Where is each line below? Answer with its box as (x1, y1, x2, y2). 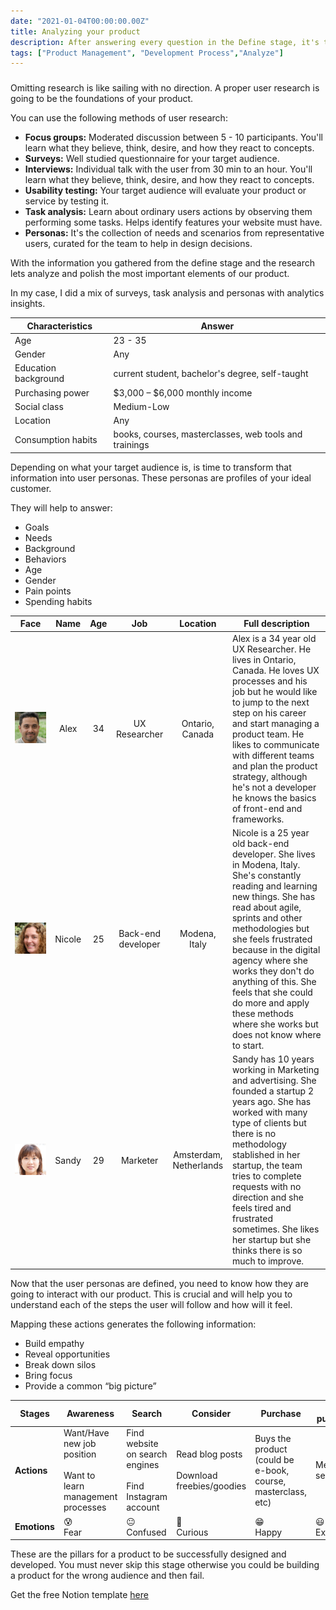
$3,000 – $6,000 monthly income (113, 386, 253, 399)
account (126, 1501, 160, 1514)
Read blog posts (176, 1448, 243, 1460)
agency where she (231, 954, 308, 966)
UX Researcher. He (231, 643, 312, 655)
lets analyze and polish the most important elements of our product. (10, 268, 290, 280)
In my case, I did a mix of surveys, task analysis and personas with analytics (10, 287, 325, 299)
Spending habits (24, 595, 93, 607)
